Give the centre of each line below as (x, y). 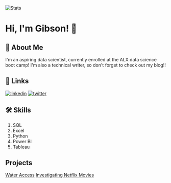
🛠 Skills (18, 110)
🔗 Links (17, 81)
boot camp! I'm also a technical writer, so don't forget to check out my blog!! (86, 65)
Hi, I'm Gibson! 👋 (41, 29)
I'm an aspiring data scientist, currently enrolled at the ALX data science (81, 60)
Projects (19, 163)
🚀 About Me (24, 47)
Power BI (22, 141)
